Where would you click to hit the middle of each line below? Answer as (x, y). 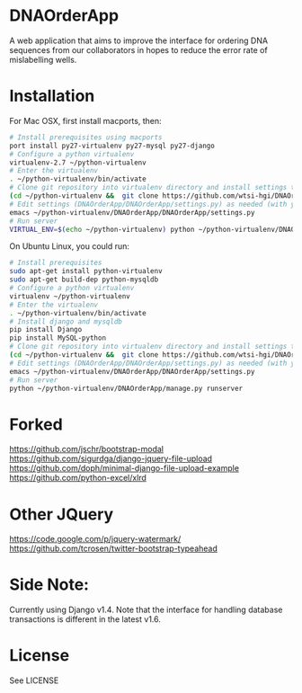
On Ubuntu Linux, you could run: (70, 246)
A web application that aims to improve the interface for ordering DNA (138, 40)
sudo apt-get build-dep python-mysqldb (84, 280)
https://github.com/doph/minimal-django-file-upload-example (124, 468)
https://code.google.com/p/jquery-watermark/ (95, 539)
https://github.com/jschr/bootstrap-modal (87, 449)
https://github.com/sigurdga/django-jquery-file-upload (111, 458)
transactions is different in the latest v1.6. (85, 619)
